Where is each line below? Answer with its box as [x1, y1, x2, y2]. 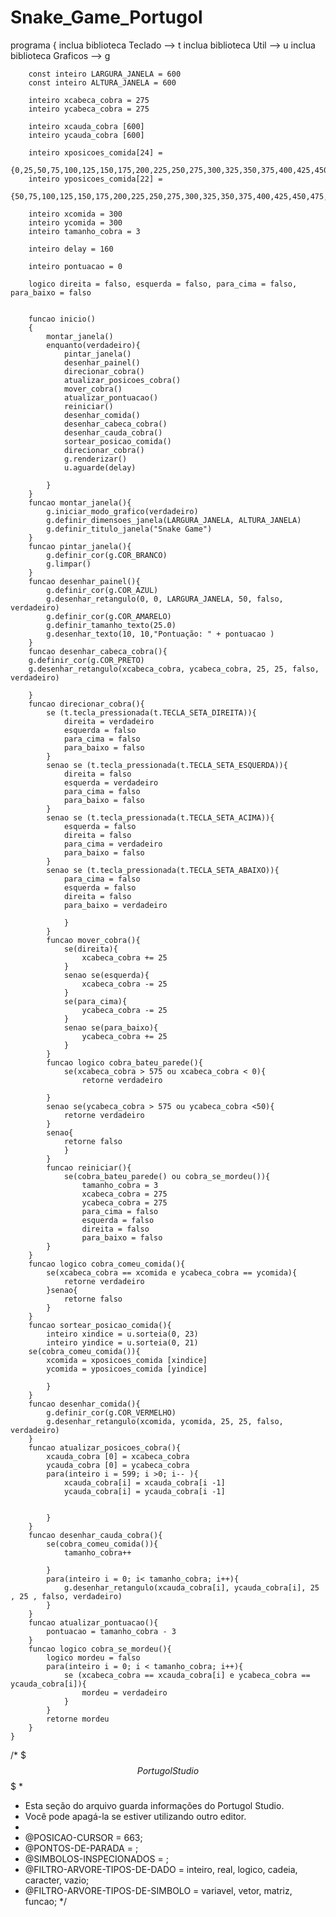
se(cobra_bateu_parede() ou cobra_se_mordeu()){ [63, 1171, 271, 1181]
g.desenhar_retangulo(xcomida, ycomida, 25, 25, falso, [46, 1416, 284, 1426]
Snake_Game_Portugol [10, 6, 203, 29]
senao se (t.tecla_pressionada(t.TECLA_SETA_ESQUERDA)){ [46, 760, 288, 770]
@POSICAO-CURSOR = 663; [24, 1831, 143, 1843]
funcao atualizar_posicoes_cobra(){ [28, 1442, 182, 1453]
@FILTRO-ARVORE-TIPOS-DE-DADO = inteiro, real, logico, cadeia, [24, 1863, 298, 1875]
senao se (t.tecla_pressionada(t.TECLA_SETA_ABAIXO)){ [46, 865, 280, 875]
